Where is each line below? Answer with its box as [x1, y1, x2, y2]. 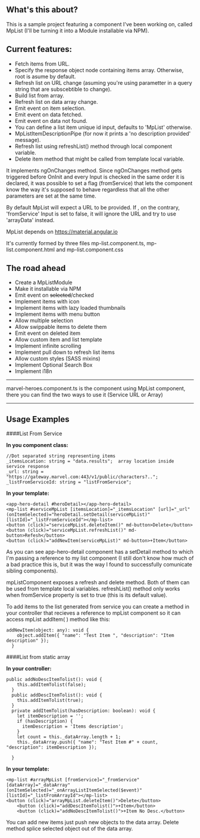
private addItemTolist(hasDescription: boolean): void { [11, 708, 156, 714]
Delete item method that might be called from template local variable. [14, 155, 185, 162]
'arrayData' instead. [6, 216, 55, 223]
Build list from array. [14, 92, 64, 99]
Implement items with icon [14, 298, 80, 305]
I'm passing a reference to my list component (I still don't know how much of [6, 554, 194, 562]
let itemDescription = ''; [17, 713, 84, 719]
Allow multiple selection [14, 317, 73, 324]
